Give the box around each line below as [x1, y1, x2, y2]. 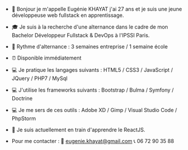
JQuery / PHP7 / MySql [11, 75, 68, 82]
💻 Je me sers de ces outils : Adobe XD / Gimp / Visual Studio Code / [11, 107, 177, 113]
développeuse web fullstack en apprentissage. [11, 12, 124, 19]
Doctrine [11, 95, 33, 102]
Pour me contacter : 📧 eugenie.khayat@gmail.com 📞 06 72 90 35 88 [11, 138, 174, 144]
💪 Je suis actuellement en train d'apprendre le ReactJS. [11, 126, 146, 133]
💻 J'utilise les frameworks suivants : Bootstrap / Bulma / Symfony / [11, 86, 174, 93]
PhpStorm [11, 115, 36, 122]
